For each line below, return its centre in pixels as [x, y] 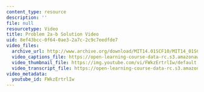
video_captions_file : [39, 57]
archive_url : [28, 51]
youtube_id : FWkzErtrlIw [43, 79]
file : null [20, 23]
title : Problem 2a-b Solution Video [53, 34]
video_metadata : [27, 74]
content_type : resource [36, 12]
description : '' [27, 18]
